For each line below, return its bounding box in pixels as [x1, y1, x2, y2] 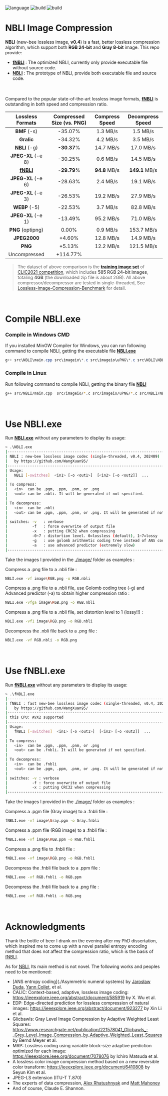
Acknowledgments [5, 921, 86, 932]
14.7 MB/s [94, 144, 120, 151]
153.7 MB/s [129, 226, 157, 233]
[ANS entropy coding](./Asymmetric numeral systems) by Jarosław [12, 978, 151, 984]
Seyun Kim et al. [12, 1069, 46, 1075]
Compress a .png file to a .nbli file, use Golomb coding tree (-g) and [5, 585, 144, 591]
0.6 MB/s [96, 155, 118, 162]
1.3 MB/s [96, 128, 118, 135]
